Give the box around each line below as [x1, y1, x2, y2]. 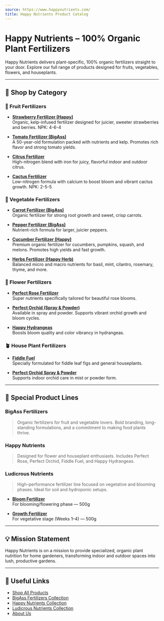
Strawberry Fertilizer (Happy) [12, 114, 73, 120]
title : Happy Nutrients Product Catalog [5, 12, 89, 17]
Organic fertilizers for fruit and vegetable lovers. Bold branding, [17, 419, 144, 425]
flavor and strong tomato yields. [12, 145, 77, 150]
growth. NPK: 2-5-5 [12, 184, 52, 190]
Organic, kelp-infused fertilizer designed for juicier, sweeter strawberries [12, 119, 159, 125]
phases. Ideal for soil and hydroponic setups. [17, 487, 108, 493]
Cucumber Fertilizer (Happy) [12, 236, 72, 242]
